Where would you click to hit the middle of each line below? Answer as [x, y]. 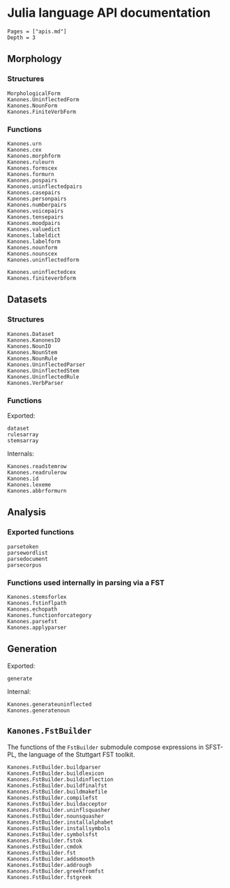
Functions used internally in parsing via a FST [86, 583]
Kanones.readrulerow [37, 472]
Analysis [27, 512]
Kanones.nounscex [32, 254]
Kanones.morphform [34, 156]
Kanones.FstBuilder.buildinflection [60, 779]
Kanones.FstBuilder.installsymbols [59, 828]
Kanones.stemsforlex [37, 597]
